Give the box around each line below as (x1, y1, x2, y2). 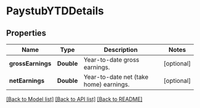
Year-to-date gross (83, 55, 140, 64)
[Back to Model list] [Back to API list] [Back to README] (6, 95, 143, 103)
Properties (6, 28, 46, 38)
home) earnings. (83, 81, 130, 88)
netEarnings (9, 76, 45, 85)
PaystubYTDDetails (6, 4, 104, 18)
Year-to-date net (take (83, 73, 149, 81)
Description (104, 46, 138, 54)
